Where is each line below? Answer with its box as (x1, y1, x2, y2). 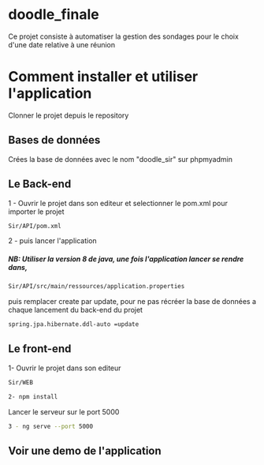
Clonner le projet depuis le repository (8, 111, 129, 120)
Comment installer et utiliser (8, 68, 199, 86)
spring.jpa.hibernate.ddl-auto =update (8, 321, 139, 328)
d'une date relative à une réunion (8, 39, 116, 49)
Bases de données (8, 133, 101, 147)
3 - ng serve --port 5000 (8, 422, 93, 430)
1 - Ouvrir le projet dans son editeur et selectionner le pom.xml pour (8, 198, 229, 208)
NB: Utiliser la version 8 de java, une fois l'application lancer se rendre (8, 254, 244, 264)
